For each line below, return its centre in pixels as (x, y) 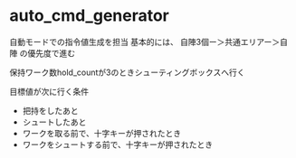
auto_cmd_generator (89, 16)
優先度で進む (51, 53)
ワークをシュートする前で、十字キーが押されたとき (118, 144)
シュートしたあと (54, 122)
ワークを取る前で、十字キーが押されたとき (102, 133)
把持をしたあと (50, 110)
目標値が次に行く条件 (49, 91)
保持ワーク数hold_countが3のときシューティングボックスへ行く (127, 72)
